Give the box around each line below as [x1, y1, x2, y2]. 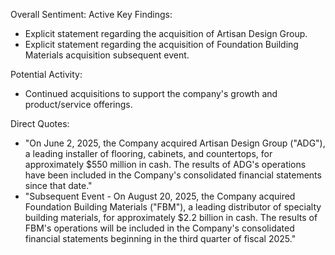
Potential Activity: [10, 69, 83, 80]
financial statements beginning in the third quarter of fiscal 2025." [24, 233, 297, 244]
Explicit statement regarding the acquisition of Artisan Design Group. [24, 28, 308, 39]
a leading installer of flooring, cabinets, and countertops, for [24, 148, 273, 159]
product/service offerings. [24, 99, 133, 110]
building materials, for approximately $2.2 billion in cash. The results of [24, 212, 318, 223]
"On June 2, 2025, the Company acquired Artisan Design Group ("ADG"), [24, 137, 326, 149]
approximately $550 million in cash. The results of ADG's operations [24, 159, 307, 170]
